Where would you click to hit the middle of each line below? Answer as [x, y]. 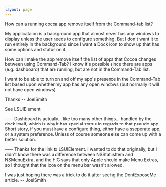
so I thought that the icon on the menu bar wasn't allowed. [65, 165]
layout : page [19, 10]
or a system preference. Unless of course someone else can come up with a [83, 134]
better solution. [21, 139]
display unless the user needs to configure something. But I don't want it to [82, 39]
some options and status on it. [36, 49]
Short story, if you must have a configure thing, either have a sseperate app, [83, 129]
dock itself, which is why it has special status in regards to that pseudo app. [82, 124]
